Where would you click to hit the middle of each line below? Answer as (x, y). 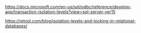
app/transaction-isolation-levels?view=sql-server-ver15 (60, 12)
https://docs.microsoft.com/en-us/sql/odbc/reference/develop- (68, 7)
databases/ (16, 26)
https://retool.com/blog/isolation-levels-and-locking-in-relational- (70, 21)
